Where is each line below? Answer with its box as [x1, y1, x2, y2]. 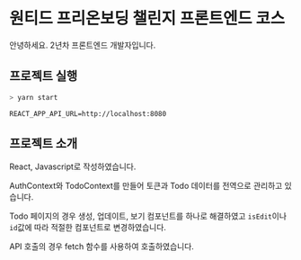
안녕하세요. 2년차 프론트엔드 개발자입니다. [9, 40, 156, 50]
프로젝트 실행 [9, 68, 78, 84]
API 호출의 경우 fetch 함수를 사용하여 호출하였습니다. [9, 241, 195, 252]
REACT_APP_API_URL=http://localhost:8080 [9, 109, 167, 118]
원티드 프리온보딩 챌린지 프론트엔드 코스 [9, 8, 286, 29]
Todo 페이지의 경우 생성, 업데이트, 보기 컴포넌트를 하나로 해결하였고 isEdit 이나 [9, 211, 288, 221]
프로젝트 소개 [9, 136, 78, 151]
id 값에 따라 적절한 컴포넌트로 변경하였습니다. [9, 222, 166, 233]
